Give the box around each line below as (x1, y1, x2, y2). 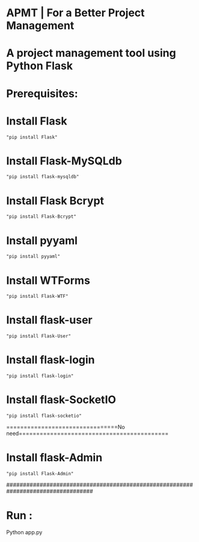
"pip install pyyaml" (6, 253, 61, 260)
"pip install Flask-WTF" (6, 294, 69, 300)
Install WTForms (6, 274, 90, 287)
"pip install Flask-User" (6, 333, 71, 339)
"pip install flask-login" (6, 373, 74, 379)
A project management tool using (6, 46, 176, 60)
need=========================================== (6, 430, 169, 437)
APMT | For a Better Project (6, 6, 145, 20)
